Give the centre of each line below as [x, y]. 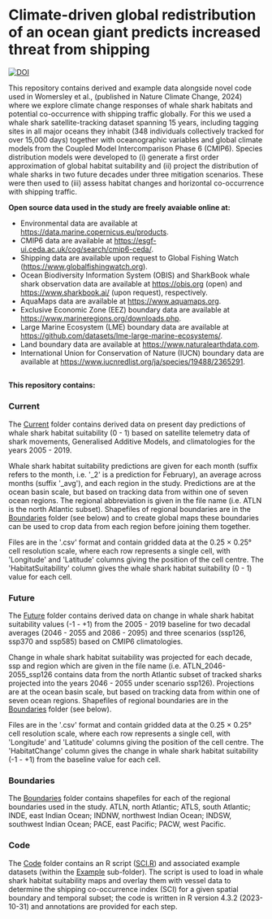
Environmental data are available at [79, 223]
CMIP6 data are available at [66, 240]
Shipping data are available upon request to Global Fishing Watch [130, 257]
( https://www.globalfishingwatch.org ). [84, 266]
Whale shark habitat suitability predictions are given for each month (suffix [133, 466]
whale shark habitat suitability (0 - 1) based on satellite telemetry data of [129, 432]
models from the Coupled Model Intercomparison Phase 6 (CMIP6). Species [136, 148]
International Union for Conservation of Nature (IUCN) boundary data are [142, 352]
